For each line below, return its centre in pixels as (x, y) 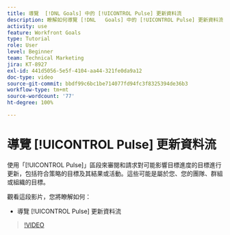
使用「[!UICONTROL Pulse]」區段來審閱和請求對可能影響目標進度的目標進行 (114, 164)
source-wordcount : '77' (41, 97)
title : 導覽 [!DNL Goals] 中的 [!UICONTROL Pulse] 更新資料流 (94, 13)
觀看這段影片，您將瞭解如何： (49, 197)
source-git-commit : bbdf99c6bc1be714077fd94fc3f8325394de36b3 (98, 84)
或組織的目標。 (28, 182)
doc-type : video (30, 77)
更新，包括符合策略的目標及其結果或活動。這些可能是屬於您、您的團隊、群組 (115, 173)
